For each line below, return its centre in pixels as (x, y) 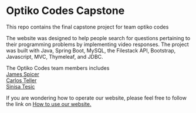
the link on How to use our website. (49, 104)
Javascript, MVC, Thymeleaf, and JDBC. (55, 57)
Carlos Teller (21, 80)
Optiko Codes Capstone (65, 11)
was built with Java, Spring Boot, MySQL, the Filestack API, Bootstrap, (91, 50)
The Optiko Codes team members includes (58, 68)
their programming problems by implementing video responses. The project (97, 44)
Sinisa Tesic (21, 86)
